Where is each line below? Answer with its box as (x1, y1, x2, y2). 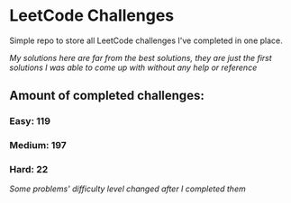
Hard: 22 (9, 163, 49, 176)
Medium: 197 (9, 139, 68, 152)
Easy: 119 (9, 115, 51, 128)
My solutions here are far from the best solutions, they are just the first (9, 52, 272, 63)
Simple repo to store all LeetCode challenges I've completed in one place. (9, 35, 283, 46)
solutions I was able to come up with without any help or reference (9, 62, 258, 73)
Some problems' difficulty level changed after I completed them (9, 183, 246, 194)
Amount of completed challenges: (9, 88, 205, 103)
